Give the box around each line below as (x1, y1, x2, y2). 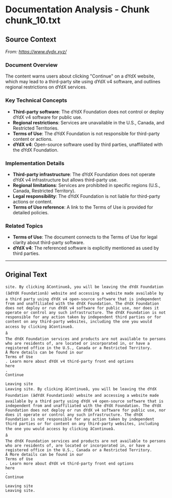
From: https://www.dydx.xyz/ (5, 49, 67, 54)
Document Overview (5, 61, 58, 68)
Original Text (5, 270, 48, 279)
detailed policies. (12, 209, 49, 215)
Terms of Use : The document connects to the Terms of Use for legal (12, 234, 158, 240)
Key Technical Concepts (5, 97, 68, 104)
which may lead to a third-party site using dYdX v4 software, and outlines (5, 79, 161, 85)
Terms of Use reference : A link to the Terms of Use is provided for (12, 204, 154, 210)
